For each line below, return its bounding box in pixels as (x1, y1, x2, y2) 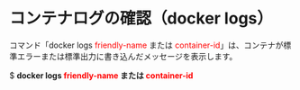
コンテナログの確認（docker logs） (9, 8, 273, 29)
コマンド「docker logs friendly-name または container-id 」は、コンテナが (9, 40, 284, 50)
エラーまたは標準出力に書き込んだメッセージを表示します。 (16, 50, 238, 61)
